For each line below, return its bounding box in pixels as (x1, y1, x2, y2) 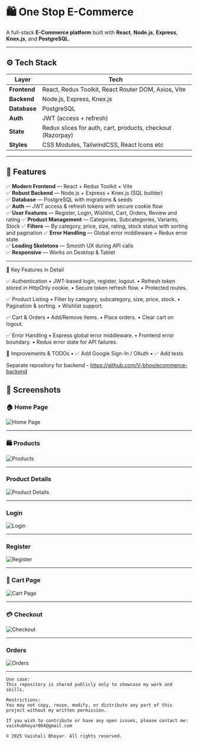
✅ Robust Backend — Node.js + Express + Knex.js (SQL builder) (6, 189, 163, 196)
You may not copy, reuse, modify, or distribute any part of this (6, 702, 173, 708)
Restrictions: (6, 697, 41, 703)
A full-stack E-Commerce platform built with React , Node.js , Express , (6, 28, 178, 36)
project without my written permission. (6, 707, 107, 714)
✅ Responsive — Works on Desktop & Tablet (6, 249, 115, 256)
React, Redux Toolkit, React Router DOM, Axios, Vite (42, 85, 186, 93)
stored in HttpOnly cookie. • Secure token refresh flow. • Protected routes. (6, 284, 187, 291)
